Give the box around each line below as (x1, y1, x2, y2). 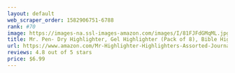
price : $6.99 (7, 56, 45, 63)
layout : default (7, 10, 55, 17)
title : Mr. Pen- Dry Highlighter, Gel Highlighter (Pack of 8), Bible (7, 36, 218, 43)
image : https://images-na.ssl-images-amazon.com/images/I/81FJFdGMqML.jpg (7, 29, 230, 37)
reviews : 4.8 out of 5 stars (7, 49, 92, 56)
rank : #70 (7, 23, 36, 30)
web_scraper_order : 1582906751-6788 (7, 17, 114, 24)
